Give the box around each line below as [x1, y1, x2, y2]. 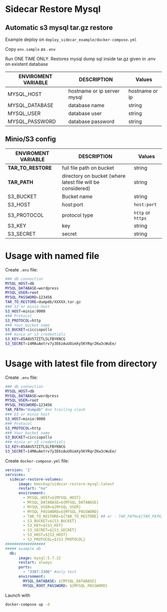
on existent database [5, 61, 48, 67]
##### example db [5, 546, 41, 551]
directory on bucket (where [62, 172, 126, 179]
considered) [62, 185, 90, 192]
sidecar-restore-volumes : [9, 477, 64, 482]
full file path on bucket [62, 164, 114, 171]
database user [68, 110, 102, 117]
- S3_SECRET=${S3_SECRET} [23, 528, 77, 533]
